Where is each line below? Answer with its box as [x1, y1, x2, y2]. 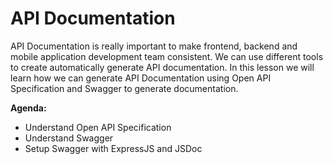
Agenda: [10, 102, 47, 114]
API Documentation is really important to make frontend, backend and [10, 40, 298, 52]
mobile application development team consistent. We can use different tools [10, 50, 324, 62]
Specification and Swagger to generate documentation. [10, 82, 239, 94]
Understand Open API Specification [24, 121, 172, 133]
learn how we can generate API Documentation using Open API [10, 72, 272, 84]
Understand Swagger [24, 132, 114, 144]
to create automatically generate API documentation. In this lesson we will [10, 61, 315, 73]
